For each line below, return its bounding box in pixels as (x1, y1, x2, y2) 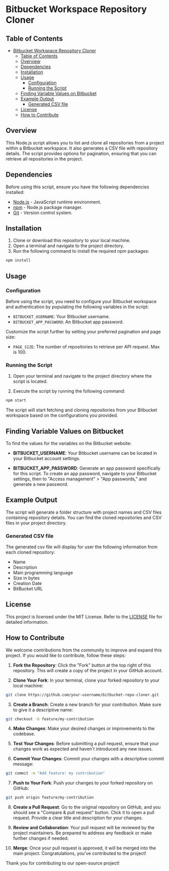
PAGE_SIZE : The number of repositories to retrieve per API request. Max (13, 344, 160, 349)
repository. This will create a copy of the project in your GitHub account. (13, 667, 163, 673)
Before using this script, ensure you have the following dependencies (6, 184, 149, 190)
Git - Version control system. (13, 209, 72, 215)
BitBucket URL (13, 586, 43, 592)
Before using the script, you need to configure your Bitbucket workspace (6, 299, 157, 304)
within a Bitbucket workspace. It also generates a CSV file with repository (6, 145, 158, 151)
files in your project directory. (6, 520, 67, 526)
